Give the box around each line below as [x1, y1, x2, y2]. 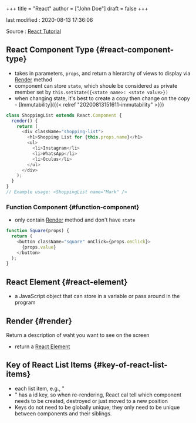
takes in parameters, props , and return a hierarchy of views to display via [14, 70, 191, 77]
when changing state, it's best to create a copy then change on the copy [14, 94, 190, 102]
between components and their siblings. [14, 409, 112, 417]
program [14, 299, 36, 306]
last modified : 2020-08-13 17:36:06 [6, 16, 93, 23]
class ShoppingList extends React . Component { [6, 112, 122, 118]
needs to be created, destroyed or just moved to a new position [14, 397, 168, 404]
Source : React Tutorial [6, 28, 62, 35]
